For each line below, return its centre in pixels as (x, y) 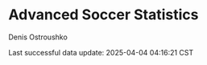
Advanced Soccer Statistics (103, 15)
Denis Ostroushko (38, 37)
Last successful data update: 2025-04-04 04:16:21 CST (101, 52)
